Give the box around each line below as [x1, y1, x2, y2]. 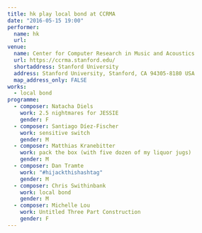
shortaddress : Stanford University [13, 63, 119, 70]
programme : [7, 97, 40, 104]
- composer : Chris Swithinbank [13, 182, 106, 189]
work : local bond [20, 189, 72, 196]
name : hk [13, 30, 40, 38]
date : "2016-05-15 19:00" [7, 17, 84, 24]
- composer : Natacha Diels [13, 103, 94, 110]
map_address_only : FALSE [13, 76, 87, 84]
